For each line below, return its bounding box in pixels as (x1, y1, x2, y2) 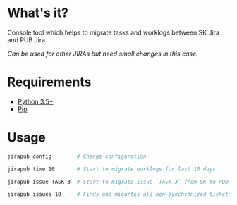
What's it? (7, 5, 69, 21)
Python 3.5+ (17, 97, 54, 106)
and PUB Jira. (7, 35, 47, 44)
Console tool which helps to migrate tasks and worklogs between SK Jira (7, 28, 220, 37)
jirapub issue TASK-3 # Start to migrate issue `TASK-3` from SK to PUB (7, 178, 229, 185)
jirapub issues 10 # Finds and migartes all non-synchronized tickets (7, 191, 232, 198)
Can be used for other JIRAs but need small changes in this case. (7, 49, 199, 58)
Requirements (7, 74, 92, 90)
